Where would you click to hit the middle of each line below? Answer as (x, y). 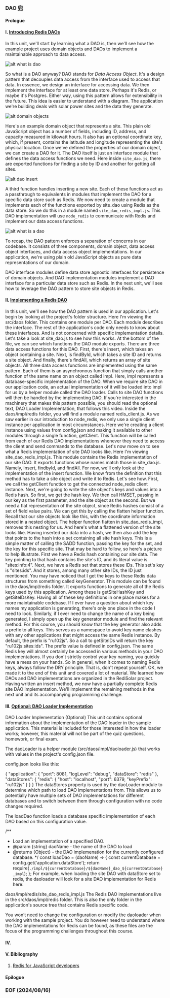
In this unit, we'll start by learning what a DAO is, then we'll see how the (80, 43)
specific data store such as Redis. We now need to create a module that (80, 200)
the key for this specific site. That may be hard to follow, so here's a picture (83, 549)
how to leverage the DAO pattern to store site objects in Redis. (70, 288)
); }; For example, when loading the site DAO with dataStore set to (92, 874)
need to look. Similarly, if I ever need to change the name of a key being (80, 614)
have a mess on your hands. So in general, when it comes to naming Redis (83, 662)
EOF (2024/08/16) (28, 990)
